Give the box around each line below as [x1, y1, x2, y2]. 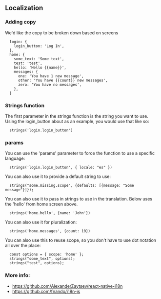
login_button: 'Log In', [14, 44, 64, 49]
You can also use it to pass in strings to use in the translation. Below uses [5, 196, 153, 202]
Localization [5, 4, 43, 12]
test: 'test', [14, 61, 42, 66]
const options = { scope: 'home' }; [9, 252, 84, 257]
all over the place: [5, 243, 41, 249]
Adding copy [5, 19, 36, 25]
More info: [5, 272, 30, 279]
